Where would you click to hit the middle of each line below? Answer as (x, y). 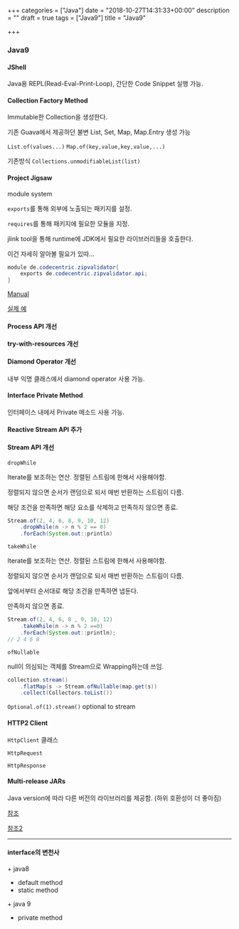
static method (38, 890)
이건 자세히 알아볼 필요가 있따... (51, 254)
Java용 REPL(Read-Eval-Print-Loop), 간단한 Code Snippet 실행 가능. (106, 84)
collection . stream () (38, 680)
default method (40, 882)
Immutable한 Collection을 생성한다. (58, 117)
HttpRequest (25, 753)
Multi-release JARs (37, 781)
